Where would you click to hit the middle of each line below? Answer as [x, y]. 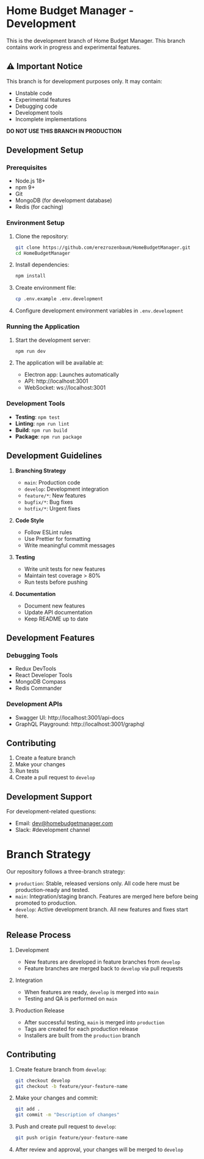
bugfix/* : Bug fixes [49, 502]
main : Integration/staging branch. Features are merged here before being [107, 897]
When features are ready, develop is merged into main [92, 992]
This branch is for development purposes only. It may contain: [84, 81]
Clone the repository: [42, 236]
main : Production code [52, 482]
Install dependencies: [42, 265]
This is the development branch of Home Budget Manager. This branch [96, 40]
